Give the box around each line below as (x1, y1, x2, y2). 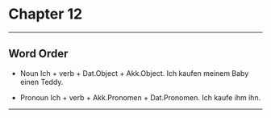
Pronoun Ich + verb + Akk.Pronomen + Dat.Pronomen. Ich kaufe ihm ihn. (19, 92, 261, 102)
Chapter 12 (8, 5, 83, 23)
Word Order (8, 47, 69, 61)
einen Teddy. (19, 77, 64, 86)
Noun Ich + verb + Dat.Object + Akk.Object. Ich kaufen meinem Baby (19, 68, 249, 78)
